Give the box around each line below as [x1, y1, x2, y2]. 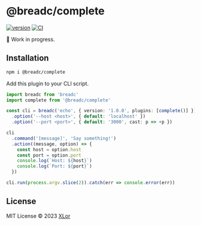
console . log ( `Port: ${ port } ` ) [17, 163, 93, 169]
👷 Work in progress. [6, 35, 55, 43]
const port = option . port [17, 152, 82, 158]
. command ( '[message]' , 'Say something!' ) [11, 135, 117, 142]
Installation [6, 53, 49, 64]
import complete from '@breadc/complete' [6, 97, 111, 103]
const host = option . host [17, 146, 82, 152]
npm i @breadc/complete [6, 69, 66, 75]
